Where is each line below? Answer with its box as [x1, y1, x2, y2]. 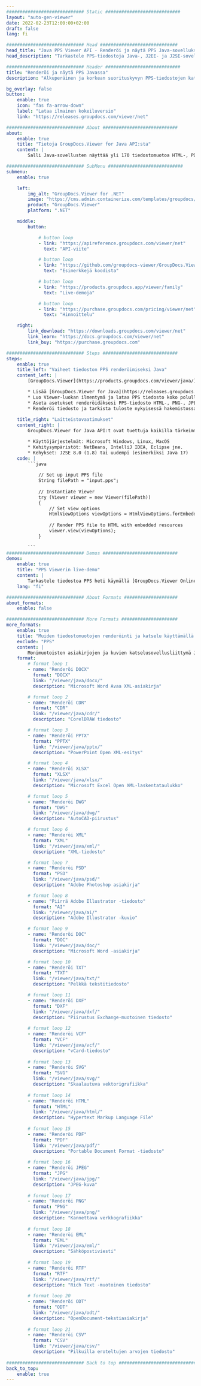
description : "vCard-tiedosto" [32, 1047, 111, 1054]
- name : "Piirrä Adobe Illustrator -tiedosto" [28, 898, 146, 904]
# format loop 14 [28, 1092, 71, 1098]
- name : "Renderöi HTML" [28, 1098, 90, 1104]
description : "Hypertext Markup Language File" [32, 1114, 154, 1121]
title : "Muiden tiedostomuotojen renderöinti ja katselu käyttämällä [17, 633, 194, 639]
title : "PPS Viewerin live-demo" [17, 567, 100, 573]
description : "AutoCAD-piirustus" [32, 816, 119, 822]
